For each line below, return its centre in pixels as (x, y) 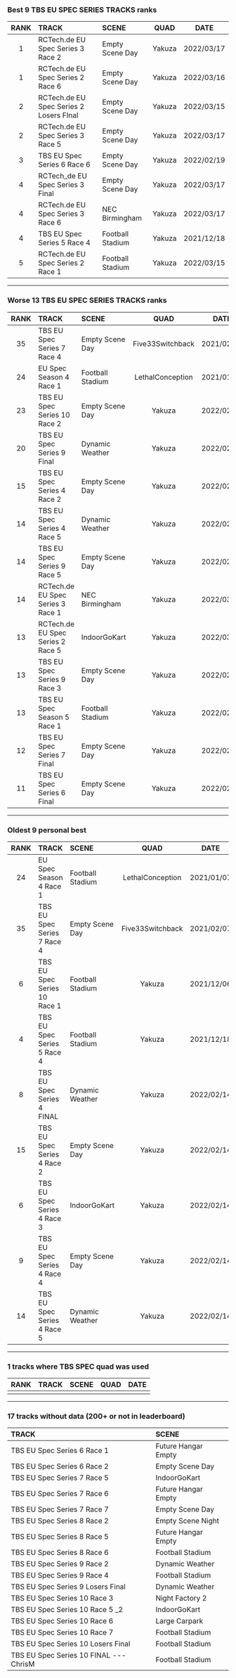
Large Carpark (179, 1621)
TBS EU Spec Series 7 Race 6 (60, 1494)
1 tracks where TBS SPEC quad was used (78, 1367)
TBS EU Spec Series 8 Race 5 (60, 1537)
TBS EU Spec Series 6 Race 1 (60, 1451)
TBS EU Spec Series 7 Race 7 (60, 1509)
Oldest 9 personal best (47, 830)
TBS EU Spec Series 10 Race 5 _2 (67, 1610)
